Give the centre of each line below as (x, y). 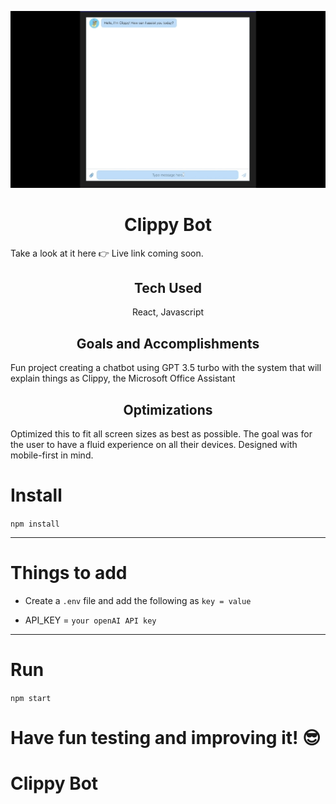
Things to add (69, 573)
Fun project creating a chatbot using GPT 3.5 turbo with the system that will (166, 368)
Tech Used (168, 288)
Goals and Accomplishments (168, 343)
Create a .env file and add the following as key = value (138, 600)
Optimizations (168, 409)
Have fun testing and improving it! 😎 (166, 738)
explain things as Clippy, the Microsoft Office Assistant (123, 378)
